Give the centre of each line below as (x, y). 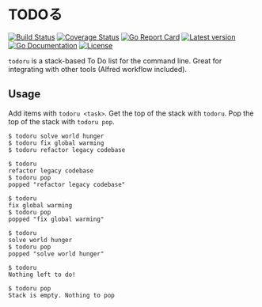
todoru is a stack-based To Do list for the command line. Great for (115, 61)
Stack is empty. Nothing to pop (61, 295)
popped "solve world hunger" (56, 254)
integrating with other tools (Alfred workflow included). (98, 69)
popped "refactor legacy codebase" (67, 184)
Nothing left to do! (42, 275)
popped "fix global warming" (56, 219)
